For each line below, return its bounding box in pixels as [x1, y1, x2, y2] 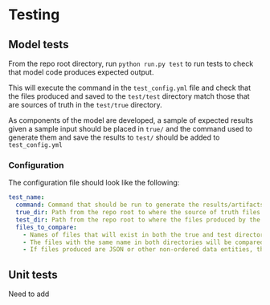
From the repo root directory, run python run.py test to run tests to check [8, 59, 254, 68]
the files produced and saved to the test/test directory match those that [8, 91, 251, 101]
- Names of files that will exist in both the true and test [22, 230, 231, 238]
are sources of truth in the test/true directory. [8, 100, 162, 109]
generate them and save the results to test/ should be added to [8, 132, 220, 142]
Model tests [8, 38, 69, 51]
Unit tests [8, 267, 58, 282]
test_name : [8, 193, 45, 201]
